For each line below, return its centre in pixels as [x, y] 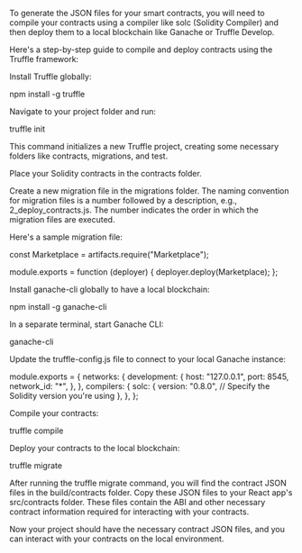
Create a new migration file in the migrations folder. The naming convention [150, 191]
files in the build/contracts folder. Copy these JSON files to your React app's [151, 493]
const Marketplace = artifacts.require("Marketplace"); [109, 254]
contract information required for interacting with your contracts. [129, 512]
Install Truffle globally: [50, 77]
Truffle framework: [44, 59]
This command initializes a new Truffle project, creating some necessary [144, 146]
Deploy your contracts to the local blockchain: [95, 448]
